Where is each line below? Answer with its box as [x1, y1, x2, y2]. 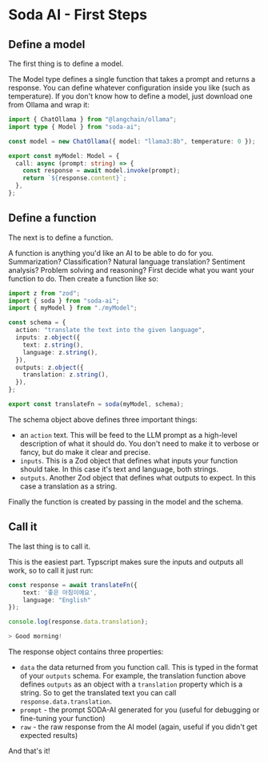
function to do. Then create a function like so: [8, 274, 158, 283]
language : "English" [22, 596, 91, 604]
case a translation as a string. [19, 481, 118, 491]
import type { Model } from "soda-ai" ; [8, 123, 142, 131]
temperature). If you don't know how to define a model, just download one [8, 91, 254, 101]
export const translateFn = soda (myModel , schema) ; [8, 400, 184, 408]
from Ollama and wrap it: [8, 100, 90, 109]
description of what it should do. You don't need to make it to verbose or [19, 439, 260, 448]
